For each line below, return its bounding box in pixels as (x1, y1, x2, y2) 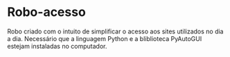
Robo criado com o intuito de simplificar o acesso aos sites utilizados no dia (7, 27, 224, 35)
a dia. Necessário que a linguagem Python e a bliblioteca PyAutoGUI (7, 34, 202, 42)
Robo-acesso (7, 4, 87, 20)
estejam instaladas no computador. (7, 42, 107, 50)
